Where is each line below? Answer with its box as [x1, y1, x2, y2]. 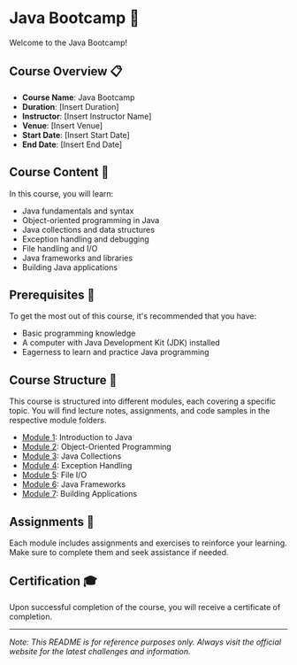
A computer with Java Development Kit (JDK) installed [21, 337, 221, 348]
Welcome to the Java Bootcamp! [9, 37, 128, 48]
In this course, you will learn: [9, 188, 114, 198]
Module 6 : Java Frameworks [21, 479, 126, 490]
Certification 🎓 [9, 574, 97, 589]
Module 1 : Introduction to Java [21, 432, 133, 443]
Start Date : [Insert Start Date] [21, 129, 130, 140]
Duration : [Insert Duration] [21, 101, 119, 112]
